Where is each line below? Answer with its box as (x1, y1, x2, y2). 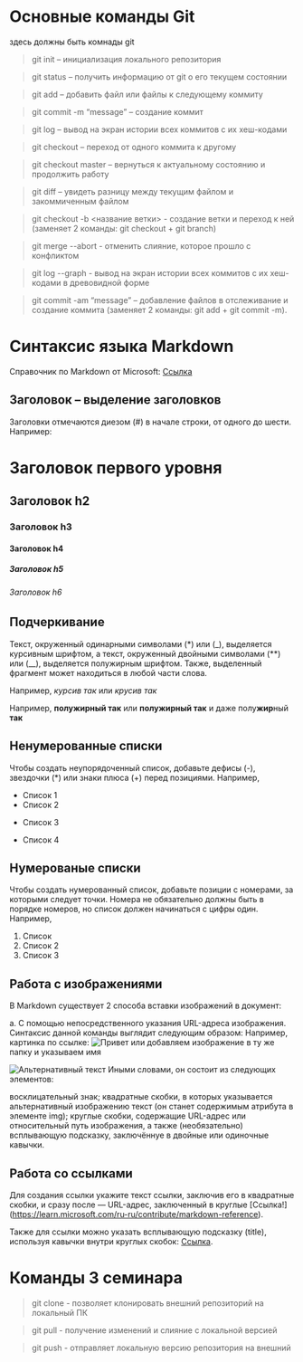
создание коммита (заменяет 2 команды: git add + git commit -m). (31, 304, 288, 315)
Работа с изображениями (9, 976, 163, 992)
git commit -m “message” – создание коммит (31, 106, 204, 117)
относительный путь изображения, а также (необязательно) (9, 1120, 244, 1131)
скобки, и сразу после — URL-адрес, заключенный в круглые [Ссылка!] (9, 1199, 288, 1210)
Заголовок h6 (9, 586, 62, 597)
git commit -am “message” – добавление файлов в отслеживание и (31, 294, 289, 305)
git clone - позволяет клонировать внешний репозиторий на (31, 1297, 264, 1309)
